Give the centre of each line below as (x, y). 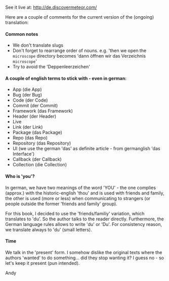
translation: (17, 22)
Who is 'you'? (20, 176)
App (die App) (27, 89)
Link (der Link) (28, 127)
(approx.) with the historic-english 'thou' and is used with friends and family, (85, 193)
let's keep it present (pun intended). (43, 263)
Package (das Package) (37, 132)
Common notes (22, 34)
